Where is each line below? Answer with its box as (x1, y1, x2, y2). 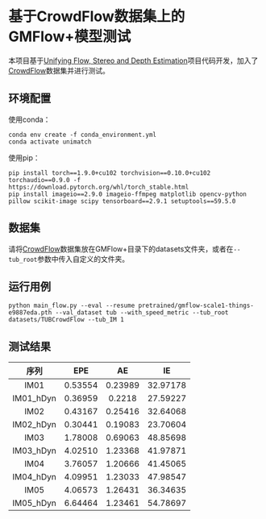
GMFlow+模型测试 (8, 27, 131, 46)
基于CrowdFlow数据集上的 (8, 7, 185, 26)
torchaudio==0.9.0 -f (8, 176, 81, 184)
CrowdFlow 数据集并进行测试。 (8, 65, 110, 75)
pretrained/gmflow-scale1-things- (138, 301, 254, 310)
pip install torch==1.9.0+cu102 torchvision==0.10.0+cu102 (8, 168, 211, 177)
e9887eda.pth (8, 309, 52, 317)
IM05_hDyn (12, 497, 56, 509)
